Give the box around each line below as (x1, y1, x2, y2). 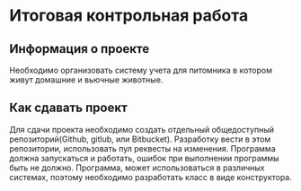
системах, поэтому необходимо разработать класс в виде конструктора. (9, 171, 292, 182)
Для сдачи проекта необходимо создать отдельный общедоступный (9, 124, 275, 135)
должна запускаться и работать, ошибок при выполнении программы (9, 152, 280, 163)
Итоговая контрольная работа (9, 5, 249, 26)
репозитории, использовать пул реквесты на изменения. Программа (9, 143, 276, 153)
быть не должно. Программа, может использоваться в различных (9, 162, 265, 173)
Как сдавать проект (9, 100, 128, 116)
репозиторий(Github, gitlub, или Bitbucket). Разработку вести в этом (9, 134, 271, 144)
